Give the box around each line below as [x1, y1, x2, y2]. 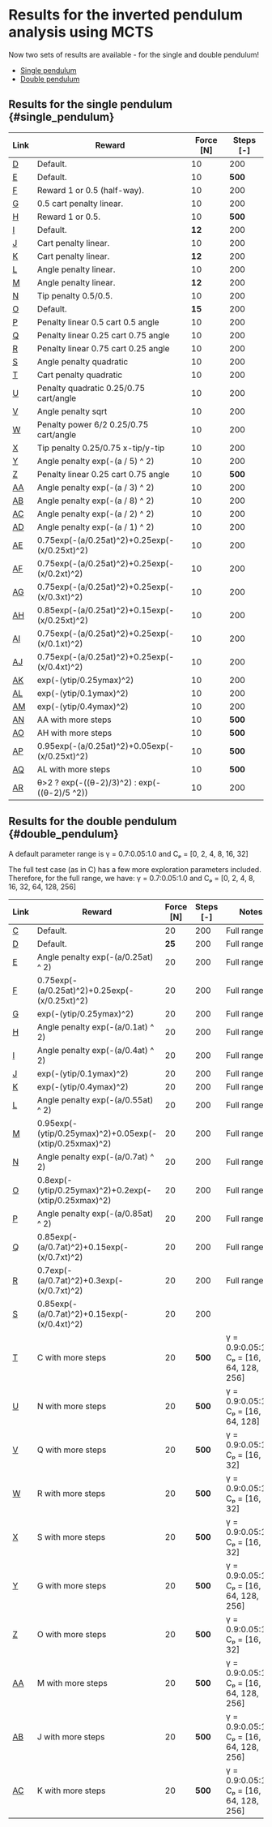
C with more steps [36, 1352, 107, 1363]
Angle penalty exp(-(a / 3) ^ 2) [36, 481, 155, 492]
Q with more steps [36, 1444, 107, 1455]
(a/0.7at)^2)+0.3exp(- [36, 1275, 124, 1286]
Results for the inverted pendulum [8, 6, 243, 24]
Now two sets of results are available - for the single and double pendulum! [8, 49, 260, 59]
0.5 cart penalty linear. [36, 197, 124, 208]
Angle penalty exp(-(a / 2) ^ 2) [36, 508, 155, 519]
